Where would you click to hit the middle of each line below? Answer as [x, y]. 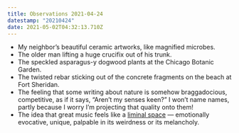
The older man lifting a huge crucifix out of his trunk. [95, 54]
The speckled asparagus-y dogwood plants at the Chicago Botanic [116, 62]
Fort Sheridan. [38, 85]
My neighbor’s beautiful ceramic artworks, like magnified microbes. [116, 47]
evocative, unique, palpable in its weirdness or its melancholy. [108, 122]
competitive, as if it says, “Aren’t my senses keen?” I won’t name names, [123, 100]
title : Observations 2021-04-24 [55, 14]
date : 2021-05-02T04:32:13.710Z [55, 27]
